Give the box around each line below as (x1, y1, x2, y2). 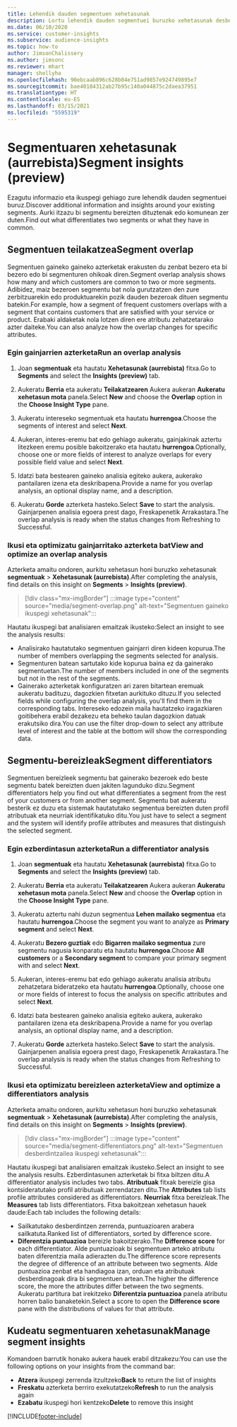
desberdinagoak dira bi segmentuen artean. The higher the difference (17, 1274, 219, 1283)
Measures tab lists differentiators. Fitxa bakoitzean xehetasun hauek (7, 1200, 207, 1209)
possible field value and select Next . (17, 457, 124, 466)
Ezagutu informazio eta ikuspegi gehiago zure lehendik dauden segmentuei (7, 193, 227, 202)
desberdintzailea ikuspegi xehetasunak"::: (24, 1149, 147, 1157)
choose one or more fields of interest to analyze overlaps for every (17, 450, 212, 459)
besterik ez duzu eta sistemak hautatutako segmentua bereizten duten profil (7, 803, 229, 812)
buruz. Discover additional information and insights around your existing (7, 200, 215, 209)
